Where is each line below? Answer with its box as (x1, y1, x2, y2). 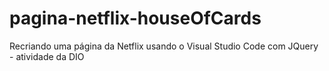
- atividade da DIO (9, 50, 85, 62)
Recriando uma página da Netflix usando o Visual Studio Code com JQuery (9, 40, 319, 52)
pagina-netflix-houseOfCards (9, 7, 262, 30)
